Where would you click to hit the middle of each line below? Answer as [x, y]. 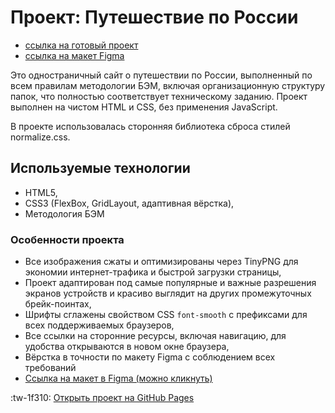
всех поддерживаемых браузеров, [99, 325]
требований [50, 368]
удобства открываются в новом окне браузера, [127, 347]
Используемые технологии [100, 168]
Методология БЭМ [64, 213]
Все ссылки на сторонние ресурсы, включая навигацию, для [155, 336]
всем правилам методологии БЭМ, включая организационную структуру [168, 85]
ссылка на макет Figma [74, 55]
